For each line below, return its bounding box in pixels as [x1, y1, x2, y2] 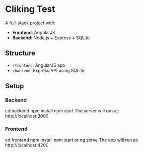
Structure [5, 49, 36, 57]
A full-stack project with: [5, 20, 56, 26]
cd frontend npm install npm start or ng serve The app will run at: [5, 137, 139, 143]
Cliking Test [5, 3, 56, 15]
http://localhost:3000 [5, 113, 49, 119]
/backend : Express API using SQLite [12, 67, 85, 73]
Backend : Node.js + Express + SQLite [12, 35, 90, 41]
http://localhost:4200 [5, 142, 49, 148]
